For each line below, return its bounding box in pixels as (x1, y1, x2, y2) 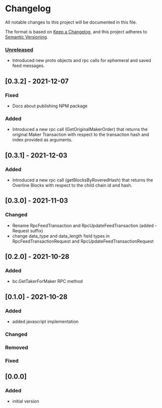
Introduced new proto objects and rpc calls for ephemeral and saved (12, 58, 151, 63)
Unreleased (5, 46, 33, 53)
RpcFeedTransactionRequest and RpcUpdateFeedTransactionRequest (12, 238, 154, 244)
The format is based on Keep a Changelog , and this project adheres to (5, 29, 147, 34)
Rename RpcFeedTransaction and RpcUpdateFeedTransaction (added (12, 222, 154, 228)
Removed (5, 344, 28, 351)
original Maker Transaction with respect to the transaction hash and (12, 131, 149, 138)
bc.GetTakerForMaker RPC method (12, 279, 83, 284)
